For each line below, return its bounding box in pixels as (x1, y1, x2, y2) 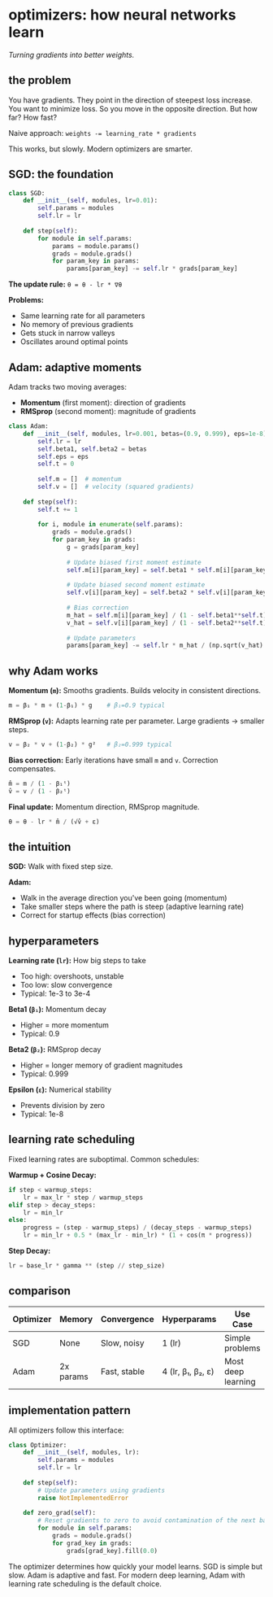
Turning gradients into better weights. (8, 50, 135, 59)
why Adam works (8, 664, 99, 678)
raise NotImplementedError (37, 1494, 129, 1502)
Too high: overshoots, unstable (19, 971, 124, 981)
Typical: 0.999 (19, 1069, 69, 1079)
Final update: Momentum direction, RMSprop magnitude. (8, 801, 201, 811)
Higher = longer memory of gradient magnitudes (19, 1060, 183, 1071)
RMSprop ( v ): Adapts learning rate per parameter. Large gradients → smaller (8, 716, 265, 726)
